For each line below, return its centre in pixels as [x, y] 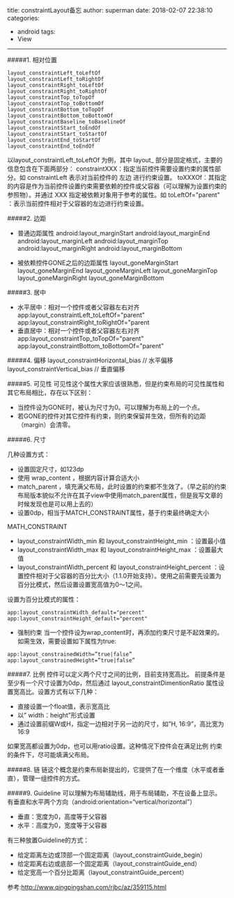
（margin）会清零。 [46, 425]
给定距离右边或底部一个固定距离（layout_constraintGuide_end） [109, 864]
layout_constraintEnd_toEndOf [51, 146]
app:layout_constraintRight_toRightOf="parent [83, 322]
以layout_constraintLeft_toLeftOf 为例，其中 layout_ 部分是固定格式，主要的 [115, 160]
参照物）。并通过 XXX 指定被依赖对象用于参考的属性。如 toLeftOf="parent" [114, 195]
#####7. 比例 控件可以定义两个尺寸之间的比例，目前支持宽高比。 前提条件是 [116, 674]
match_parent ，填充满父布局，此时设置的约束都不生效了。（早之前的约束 [122, 487]
